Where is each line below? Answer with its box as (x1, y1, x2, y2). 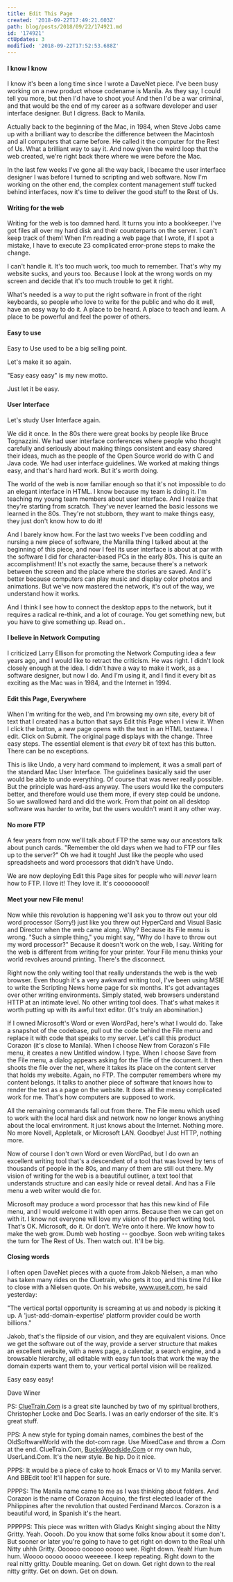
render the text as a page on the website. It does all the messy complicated (7, 1085, 222, 1094)
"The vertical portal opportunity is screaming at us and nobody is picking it (7, 1304, 221, 1312)
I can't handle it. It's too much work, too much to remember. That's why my (7, 262, 222, 271)
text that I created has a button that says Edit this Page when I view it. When (7, 717, 224, 726)
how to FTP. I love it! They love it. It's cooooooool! (7, 879, 150, 888)
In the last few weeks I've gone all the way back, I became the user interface (7, 166, 226, 174)
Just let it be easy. (7, 384, 60, 393)
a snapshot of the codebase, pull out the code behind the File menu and (7, 1026, 213, 1034)
